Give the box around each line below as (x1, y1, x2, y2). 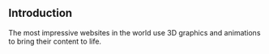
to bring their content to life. (8, 36, 102, 46)
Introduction (8, 6, 73, 20)
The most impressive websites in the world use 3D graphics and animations (8, 27, 261, 37)
